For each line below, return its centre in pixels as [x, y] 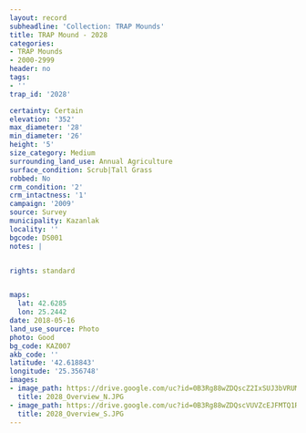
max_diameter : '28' [46, 128]
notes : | [26, 246]
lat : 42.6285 [42, 304]
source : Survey [38, 212]
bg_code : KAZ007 [40, 346]
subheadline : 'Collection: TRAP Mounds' [87, 26]
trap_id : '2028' [40, 94]
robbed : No [30, 179]
